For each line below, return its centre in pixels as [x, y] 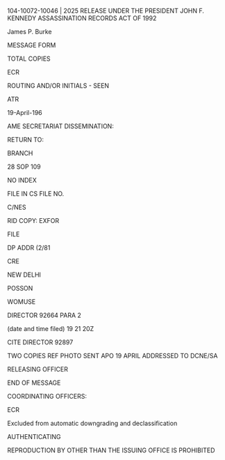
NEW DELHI [24, 275]
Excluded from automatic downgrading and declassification [92, 423]
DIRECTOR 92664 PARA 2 [44, 315]
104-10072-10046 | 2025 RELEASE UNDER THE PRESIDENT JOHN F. [106, 11]
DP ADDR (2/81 [29, 248]
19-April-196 [25, 113]
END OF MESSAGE [34, 383]
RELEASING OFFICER [37, 369]
